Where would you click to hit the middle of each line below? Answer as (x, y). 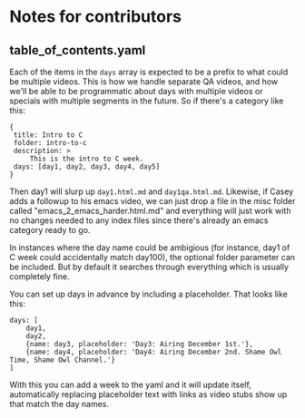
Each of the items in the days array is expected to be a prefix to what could (149, 72)
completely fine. (39, 277)
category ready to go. (50, 230)
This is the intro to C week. (87, 159)
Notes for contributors (95, 17)
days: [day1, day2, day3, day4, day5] (87, 167)
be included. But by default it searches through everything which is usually (149, 267)
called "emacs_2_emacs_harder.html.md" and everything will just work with (150, 211)
